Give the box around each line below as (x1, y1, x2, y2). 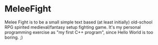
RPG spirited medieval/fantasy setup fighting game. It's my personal (4, 24, 141, 30)
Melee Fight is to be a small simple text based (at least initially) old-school (4, 19, 153, 25)
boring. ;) (4, 34, 23, 40)
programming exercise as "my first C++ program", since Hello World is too (4, 29, 154, 35)
